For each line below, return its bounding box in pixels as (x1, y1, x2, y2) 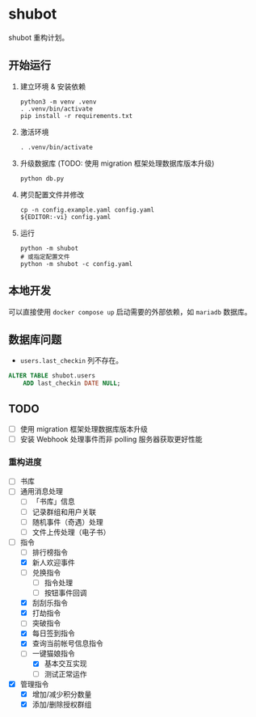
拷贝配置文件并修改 (19, 189, 85, 199)
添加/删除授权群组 (31, 699, 92, 709)
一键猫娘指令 (31, 648, 75, 659)
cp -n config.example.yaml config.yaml (19, 205, 155, 214)
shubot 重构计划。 (8, 32, 69, 42)
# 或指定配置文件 (19, 252, 70, 261)
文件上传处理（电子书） (31, 527, 111, 537)
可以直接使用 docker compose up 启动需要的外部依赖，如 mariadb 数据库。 (8, 306, 252, 316)
